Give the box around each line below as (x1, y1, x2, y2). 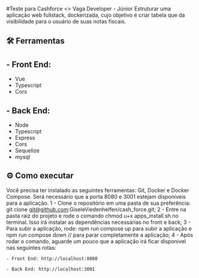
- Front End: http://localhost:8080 (6, 255, 98, 262)
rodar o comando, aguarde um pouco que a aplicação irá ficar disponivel (6, 237, 186, 245)
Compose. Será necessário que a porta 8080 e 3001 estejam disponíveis (6, 193, 186, 200)
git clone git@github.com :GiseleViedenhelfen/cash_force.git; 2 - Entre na (6, 205, 187, 213)
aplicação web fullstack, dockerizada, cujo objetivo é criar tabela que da (6, 11, 185, 19)
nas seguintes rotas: (6, 244, 56, 251)
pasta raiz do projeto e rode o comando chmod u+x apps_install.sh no (6, 212, 179, 219)
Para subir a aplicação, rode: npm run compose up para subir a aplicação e (6, 225, 192, 232)
